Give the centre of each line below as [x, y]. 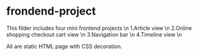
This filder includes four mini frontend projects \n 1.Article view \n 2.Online [99, 28]
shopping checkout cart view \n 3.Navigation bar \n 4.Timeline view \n [94, 34]
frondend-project [51, 11]
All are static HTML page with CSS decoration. [64, 46]
